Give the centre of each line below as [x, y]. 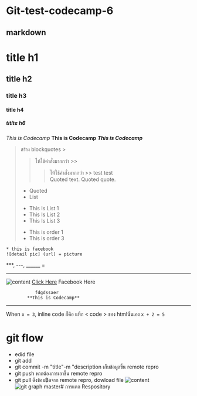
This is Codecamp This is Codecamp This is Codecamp [74, 138]
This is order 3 [47, 238]
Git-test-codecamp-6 [60, 11]
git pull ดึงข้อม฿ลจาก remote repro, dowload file [69, 380]
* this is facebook [30, 249]
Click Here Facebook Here [64, 282]
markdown [26, 33]
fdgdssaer [47, 292]
